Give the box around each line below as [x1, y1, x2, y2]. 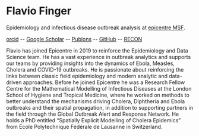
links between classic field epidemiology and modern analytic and [6, 72, 168, 79]
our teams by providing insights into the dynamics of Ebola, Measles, [6, 60, 175, 67]
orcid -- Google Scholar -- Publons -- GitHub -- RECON [6, 35, 143, 42]
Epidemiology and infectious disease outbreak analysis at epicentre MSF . [6, 24, 185, 31]
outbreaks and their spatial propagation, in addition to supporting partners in [6, 104, 194, 111]
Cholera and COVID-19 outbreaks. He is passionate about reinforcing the [6, 66, 184, 73]
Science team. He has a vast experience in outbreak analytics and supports [6, 53, 191, 60]
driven [6, 79, 22, 86]
